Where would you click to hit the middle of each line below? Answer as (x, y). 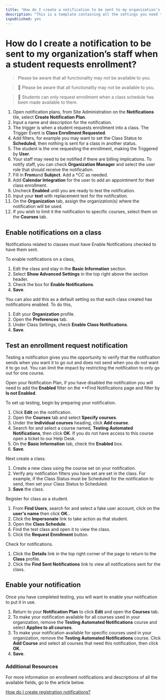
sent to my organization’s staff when (82, 54)
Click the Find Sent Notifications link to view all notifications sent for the (86, 564)
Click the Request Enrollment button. (51, 535)
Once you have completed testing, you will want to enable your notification (81, 597)
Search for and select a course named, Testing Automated (73, 428)
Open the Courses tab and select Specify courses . (65, 417)
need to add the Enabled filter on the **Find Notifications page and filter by (83, 388)
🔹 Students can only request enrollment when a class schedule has (86, 97)
